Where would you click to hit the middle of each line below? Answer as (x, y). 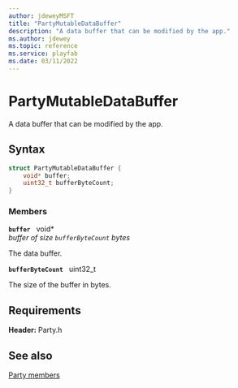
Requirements (45, 310)
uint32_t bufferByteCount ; (69, 183)
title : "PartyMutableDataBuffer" (65, 24)
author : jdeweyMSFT (41, 16)
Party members (35, 375)
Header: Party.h (35, 330)
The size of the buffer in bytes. (60, 285)
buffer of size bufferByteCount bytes (69, 238)
